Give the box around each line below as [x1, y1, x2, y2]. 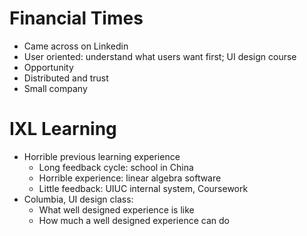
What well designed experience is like [38, 203, 195, 216]
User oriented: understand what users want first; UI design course [23, 50, 297, 62]
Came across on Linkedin [23, 40, 129, 52]
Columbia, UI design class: [23, 193, 134, 205]
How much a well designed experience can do [38, 214, 230, 226]
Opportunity [23, 61, 74, 73]
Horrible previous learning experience [23, 150, 181, 162]
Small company [23, 82, 88, 94]
